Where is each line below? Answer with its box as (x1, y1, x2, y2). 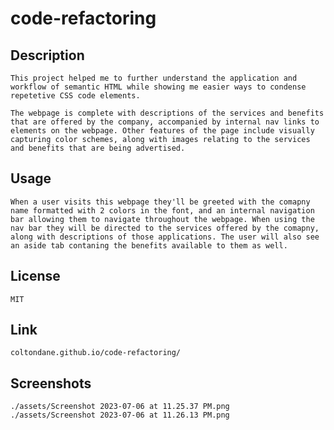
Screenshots (10, 375, 92, 392)
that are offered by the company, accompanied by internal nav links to (10, 117, 320, 127)
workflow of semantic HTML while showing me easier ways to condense (10, 82, 307, 92)
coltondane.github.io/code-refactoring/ (10, 348, 182, 358)
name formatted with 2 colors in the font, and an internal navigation (10, 205, 315, 216)
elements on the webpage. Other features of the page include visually (10, 126, 315, 136)
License (10, 268, 61, 285)
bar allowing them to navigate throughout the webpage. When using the (10, 214, 315, 224)
